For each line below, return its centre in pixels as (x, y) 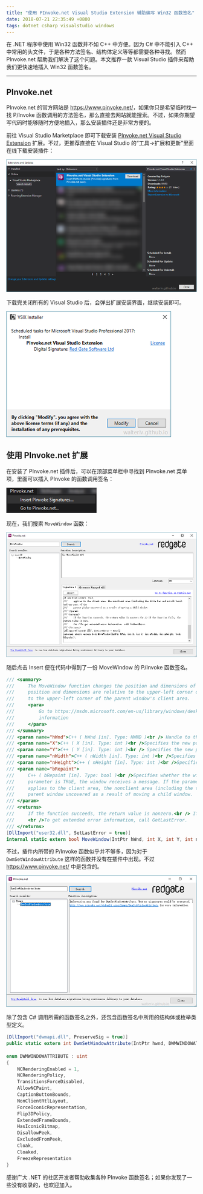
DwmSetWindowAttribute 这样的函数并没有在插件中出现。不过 (81, 859)
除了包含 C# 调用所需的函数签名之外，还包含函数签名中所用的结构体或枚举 (99, 1017)
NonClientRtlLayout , (43, 1101)
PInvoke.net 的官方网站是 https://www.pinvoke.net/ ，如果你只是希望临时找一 (101, 108)
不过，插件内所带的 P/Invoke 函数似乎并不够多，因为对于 (77, 852)
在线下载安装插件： (30, 151)
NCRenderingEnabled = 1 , (48, 1069)
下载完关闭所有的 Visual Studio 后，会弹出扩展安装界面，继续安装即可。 (95, 302)
